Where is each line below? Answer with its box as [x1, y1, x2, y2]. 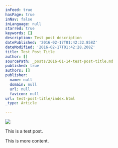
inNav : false [5, 17, 33, 22]
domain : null [10, 82, 37, 87]
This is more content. [5, 138, 49, 144]
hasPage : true [5, 12, 35, 17]
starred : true [5, 26, 35, 31]
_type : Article [5, 101, 37, 106]
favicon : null [10, 91, 39, 96]
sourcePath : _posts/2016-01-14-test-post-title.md [5, 59, 113, 64]
